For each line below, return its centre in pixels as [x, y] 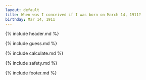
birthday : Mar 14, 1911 [30, 19]
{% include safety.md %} [31, 63]
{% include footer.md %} [31, 73]
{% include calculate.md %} [34, 53]
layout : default [22, 10]
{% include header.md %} [32, 34]
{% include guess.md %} [31, 44]
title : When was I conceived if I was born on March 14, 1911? [73, 15]
